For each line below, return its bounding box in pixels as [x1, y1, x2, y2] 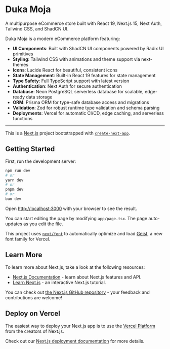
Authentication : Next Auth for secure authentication [12, 83, 122, 89]
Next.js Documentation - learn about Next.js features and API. [12, 274, 142, 280]
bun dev [5, 196, 22, 201]
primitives [12, 51, 33, 57]
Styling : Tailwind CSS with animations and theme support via [12, 56, 141, 62]
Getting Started [5, 145, 55, 153]
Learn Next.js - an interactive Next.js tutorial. [12, 279, 106, 285]
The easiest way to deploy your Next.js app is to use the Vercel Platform [5, 323, 156, 329]
